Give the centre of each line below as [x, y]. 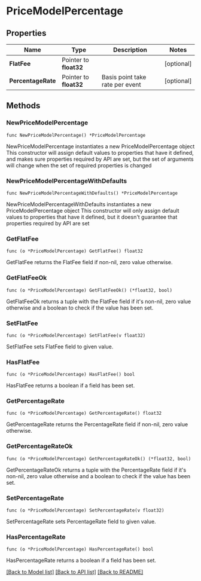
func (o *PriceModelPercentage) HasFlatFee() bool [71, 375]
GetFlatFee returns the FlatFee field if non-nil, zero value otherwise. [89, 262]
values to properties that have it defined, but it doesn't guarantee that [92, 217]
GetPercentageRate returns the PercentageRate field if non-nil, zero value [97, 424]
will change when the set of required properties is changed [79, 165]
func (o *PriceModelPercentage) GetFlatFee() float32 [75, 251]
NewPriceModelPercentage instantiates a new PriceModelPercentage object [100, 146]
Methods [23, 106]
